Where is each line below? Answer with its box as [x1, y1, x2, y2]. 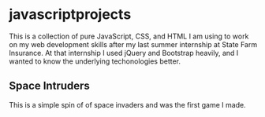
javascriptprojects [9, 5, 132, 24]
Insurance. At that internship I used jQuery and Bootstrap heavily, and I [9, 48, 239, 57]
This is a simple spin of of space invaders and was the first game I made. [9, 100, 247, 109]
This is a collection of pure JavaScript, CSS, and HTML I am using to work [9, 31, 249, 41]
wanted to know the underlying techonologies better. [9, 57, 181, 66]
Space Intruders [9, 79, 90, 93]
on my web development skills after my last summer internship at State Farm [9, 39, 258, 49]
